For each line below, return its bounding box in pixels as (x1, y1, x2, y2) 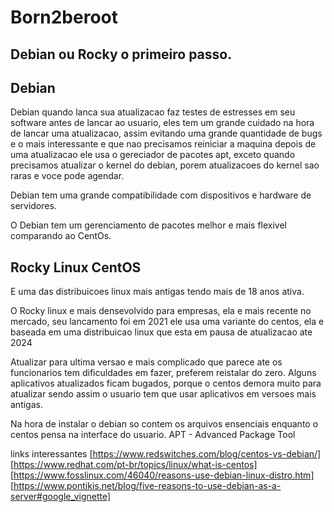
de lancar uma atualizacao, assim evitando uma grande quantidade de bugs (10, 127, 323, 140)
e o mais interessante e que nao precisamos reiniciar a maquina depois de (10, 138, 317, 150)
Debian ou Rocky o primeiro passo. (10, 46, 233, 63)
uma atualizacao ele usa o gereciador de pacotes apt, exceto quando (10, 149, 296, 161)
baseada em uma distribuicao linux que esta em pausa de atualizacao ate (10, 326, 313, 338)
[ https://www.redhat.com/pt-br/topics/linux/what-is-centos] (10, 459, 258, 471)
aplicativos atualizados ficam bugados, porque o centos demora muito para (10, 377, 322, 390)
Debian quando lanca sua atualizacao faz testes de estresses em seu (10, 106, 296, 118)
